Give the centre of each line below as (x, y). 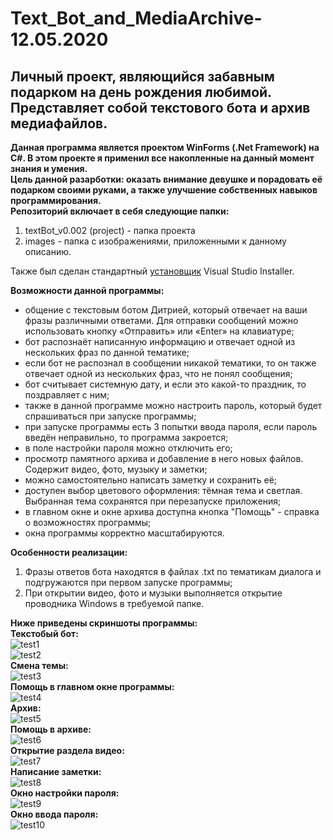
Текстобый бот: (44, 633)
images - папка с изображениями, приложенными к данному (155, 241)
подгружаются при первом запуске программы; (128, 582)
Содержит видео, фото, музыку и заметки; (116, 469)
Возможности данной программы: (87, 290)
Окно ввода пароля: (54, 814)
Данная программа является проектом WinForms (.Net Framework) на (165, 147)
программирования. (56, 200)
